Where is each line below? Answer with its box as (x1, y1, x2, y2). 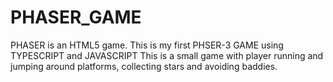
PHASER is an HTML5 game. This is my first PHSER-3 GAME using (10, 39, 284, 51)
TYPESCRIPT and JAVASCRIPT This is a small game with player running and (10, 49, 324, 61)
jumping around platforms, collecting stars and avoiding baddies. (10, 60, 278, 72)
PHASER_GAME (10, 6, 142, 29)
